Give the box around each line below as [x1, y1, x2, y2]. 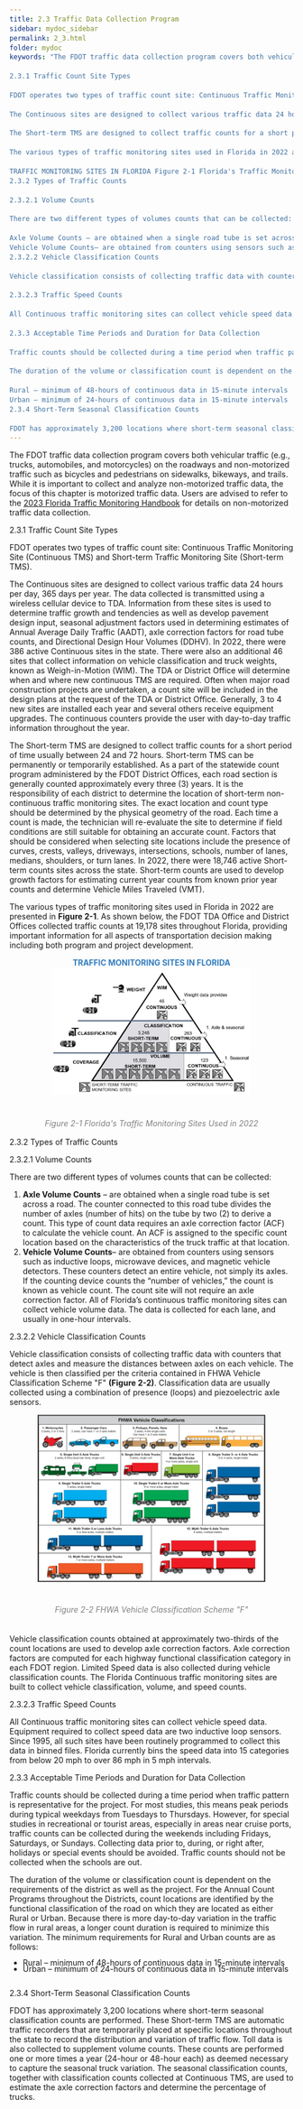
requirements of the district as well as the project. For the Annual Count [9, 1883, 275, 1894]
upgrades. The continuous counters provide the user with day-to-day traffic [9, 713, 291, 724]
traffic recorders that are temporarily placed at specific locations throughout [9, 2024, 293, 2035]
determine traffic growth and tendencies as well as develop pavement [9, 607, 269, 618]
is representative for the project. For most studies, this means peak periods [9, 1799, 289, 1809]
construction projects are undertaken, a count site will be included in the [9, 684, 279, 695]
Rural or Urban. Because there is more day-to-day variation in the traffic [9, 1912, 277, 1923]
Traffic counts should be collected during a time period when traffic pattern [9, 1790, 290, 1800]
